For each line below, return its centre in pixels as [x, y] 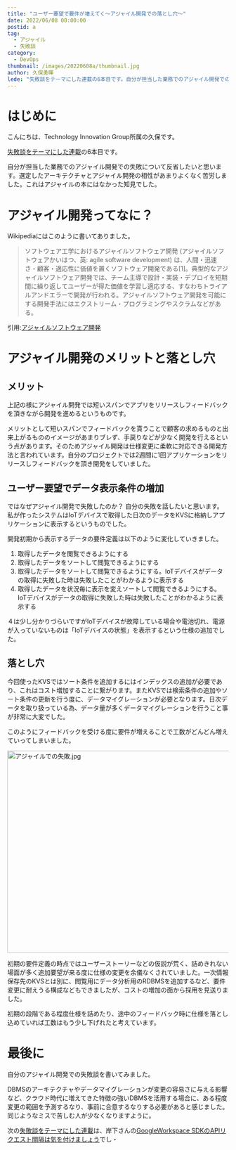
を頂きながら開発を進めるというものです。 [68, 414]
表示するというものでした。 [90, 524]
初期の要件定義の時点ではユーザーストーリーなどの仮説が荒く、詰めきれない [118, 963]
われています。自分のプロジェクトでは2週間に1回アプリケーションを [124, 455]
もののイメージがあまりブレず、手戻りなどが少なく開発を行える [124, 437]
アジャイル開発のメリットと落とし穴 [111, 358]
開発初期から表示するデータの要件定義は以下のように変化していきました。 [115, 539]
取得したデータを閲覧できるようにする [73, 554]
